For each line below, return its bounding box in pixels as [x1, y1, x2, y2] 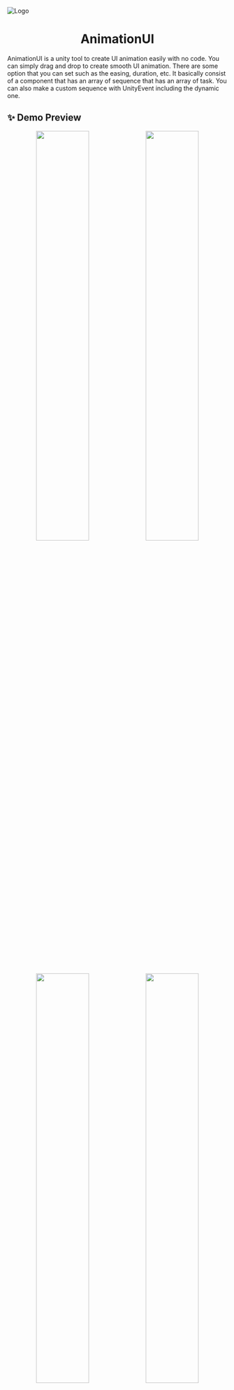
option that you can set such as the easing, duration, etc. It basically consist [7, 69, 226, 77]
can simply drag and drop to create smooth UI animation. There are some [7, 62, 219, 70]
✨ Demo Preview [7, 112, 82, 124]
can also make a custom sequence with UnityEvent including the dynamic [7, 84, 220, 92]
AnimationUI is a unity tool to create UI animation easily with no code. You [7, 54, 220, 62]
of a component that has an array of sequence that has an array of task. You [7, 76, 227, 85]
